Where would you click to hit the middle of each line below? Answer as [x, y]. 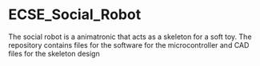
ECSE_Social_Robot [75, 15]
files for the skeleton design [54, 53]
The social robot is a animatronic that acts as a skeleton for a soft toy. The [130, 37]
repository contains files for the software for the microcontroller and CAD [129, 45]
